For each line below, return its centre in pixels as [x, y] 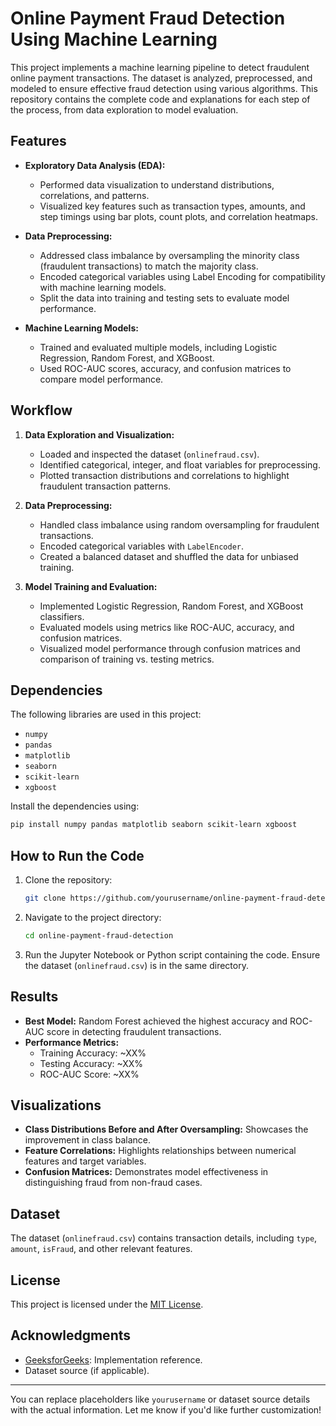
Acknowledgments [71, 1335]
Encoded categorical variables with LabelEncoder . [141, 546]
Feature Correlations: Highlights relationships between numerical [160, 1151]
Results [34, 997]
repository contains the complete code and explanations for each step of [160, 99]
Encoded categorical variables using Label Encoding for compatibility [182, 276]
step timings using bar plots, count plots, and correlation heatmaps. [179, 216]
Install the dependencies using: [75, 806]
